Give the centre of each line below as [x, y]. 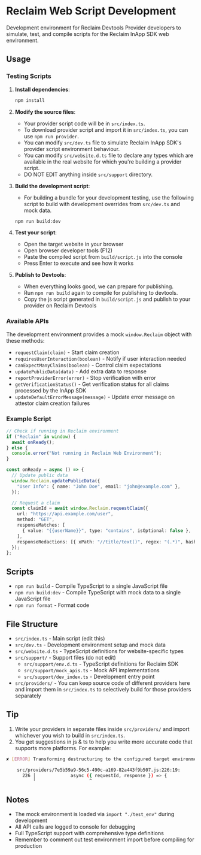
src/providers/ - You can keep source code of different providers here [102, 683]
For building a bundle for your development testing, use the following [109, 197]
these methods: [25, 340]
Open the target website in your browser [74, 244]
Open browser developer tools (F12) [68, 250]
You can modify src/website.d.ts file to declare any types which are [108, 155]
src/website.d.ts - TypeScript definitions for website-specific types [99, 651]
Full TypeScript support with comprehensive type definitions [89, 833]
